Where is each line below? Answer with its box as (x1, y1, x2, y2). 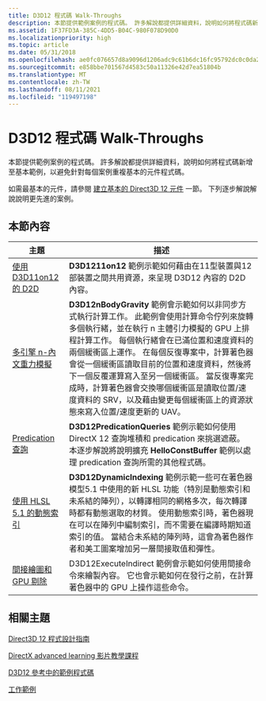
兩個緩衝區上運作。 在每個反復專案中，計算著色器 (68, 347, 254, 357)
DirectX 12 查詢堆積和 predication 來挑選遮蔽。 (68, 433, 245, 444)
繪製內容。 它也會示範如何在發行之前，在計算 (84, 570, 254, 580)
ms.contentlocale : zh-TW (8, 78, 90, 86)
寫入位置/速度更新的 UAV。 (84, 406, 186, 417)
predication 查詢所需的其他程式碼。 (78, 457, 211, 468)
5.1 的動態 (12, 507, 51, 518)
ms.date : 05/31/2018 (8, 48, 77, 56)
